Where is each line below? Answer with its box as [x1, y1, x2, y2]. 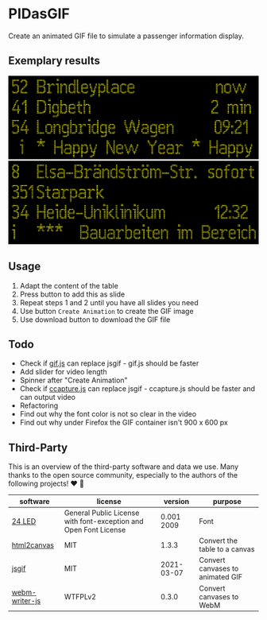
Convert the [199, 536, 238, 545]
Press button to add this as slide [19, 289, 126, 299]
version [163, 496, 189, 506]
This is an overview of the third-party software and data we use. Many [8, 462, 239, 471]
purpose [213, 496, 242, 506]
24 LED [11, 516, 37, 525]
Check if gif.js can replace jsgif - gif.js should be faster [19, 358, 199, 368]
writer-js [11, 596, 41, 606]
